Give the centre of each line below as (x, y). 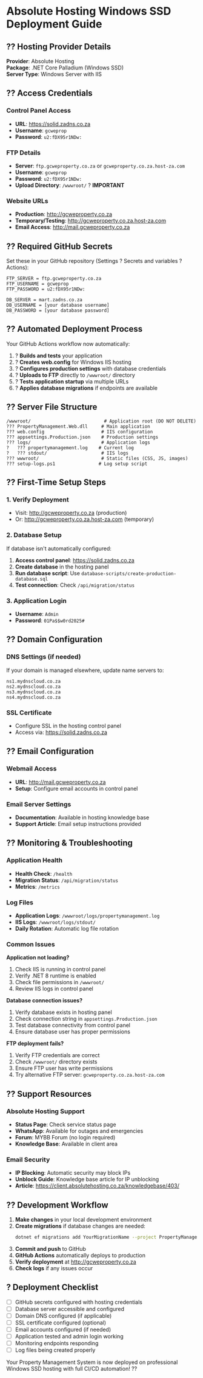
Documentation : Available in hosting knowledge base (82, 817)
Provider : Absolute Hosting (40, 61)
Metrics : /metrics (38, 886)
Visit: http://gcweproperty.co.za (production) (71, 513)
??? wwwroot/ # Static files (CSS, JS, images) (97, 458)
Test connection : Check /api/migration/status (75, 585)
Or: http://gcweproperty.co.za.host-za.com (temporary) (85, 519)
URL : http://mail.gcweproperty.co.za (60, 782)
